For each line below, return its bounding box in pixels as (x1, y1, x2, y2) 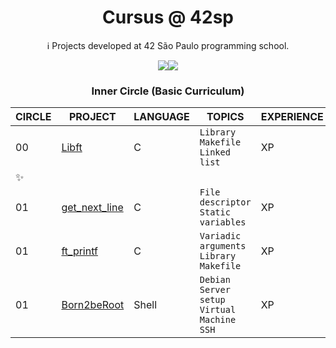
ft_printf (61, 244, 98, 258)
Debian (199, 274, 231, 286)
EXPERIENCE (260, 110, 324, 124)
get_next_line (61, 201, 124, 215)
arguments (199, 241, 247, 252)
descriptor (199, 197, 252, 208)
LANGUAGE (133, 110, 190, 124)
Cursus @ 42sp (102, 6, 234, 29)
